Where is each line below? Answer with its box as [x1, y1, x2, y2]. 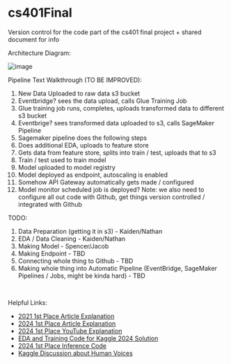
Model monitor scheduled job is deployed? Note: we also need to [17, 185, 205, 193]
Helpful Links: [8, 298, 48, 307]
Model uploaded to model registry [17, 163, 115, 171]
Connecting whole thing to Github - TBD [17, 256, 134, 265]
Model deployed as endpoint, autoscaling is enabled [17, 171, 168, 179]
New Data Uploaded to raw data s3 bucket [17, 89, 141, 97]
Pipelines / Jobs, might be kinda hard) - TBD [17, 271, 145, 280]
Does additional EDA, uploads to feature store [17, 141, 149, 149]
